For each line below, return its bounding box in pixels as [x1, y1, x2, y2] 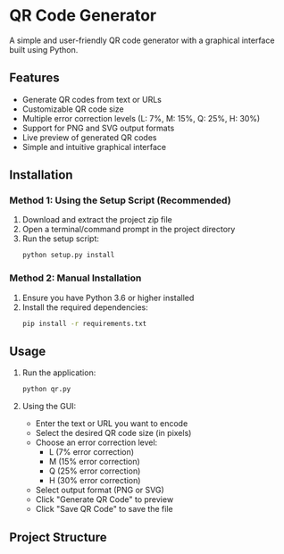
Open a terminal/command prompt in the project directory [21, 224, 236, 235]
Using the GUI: [21, 401, 77, 412]
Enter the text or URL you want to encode [35, 418, 188, 429]
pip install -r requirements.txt [21, 319, 147, 328]
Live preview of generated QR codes [21, 131, 157, 143]
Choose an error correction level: [35, 437, 158, 448]
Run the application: [21, 367, 96, 378]
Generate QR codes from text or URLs [21, 94, 163, 105]
